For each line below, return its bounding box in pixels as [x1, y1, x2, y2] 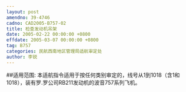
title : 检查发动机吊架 [6, 25, 58, 32]
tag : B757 [6, 43, 32, 49]
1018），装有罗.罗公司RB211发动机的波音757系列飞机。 [6, 79, 141, 86]
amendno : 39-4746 [6, 15, 50, 21]
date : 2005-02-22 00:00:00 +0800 [6, 31, 91, 38]
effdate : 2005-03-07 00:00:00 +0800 [6, 37, 99, 43]
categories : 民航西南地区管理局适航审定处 [6, 48, 102, 54]
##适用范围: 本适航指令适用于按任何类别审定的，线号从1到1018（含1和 [6, 71, 180, 79]
